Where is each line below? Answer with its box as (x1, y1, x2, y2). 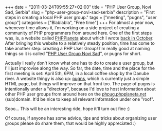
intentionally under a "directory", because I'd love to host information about (5, 86, 156, 92)
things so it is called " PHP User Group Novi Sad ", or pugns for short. (5, 51, 142, 56)
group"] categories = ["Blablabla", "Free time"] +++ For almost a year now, (5, 19, 155, 25)
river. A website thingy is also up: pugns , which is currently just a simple (5, 75, 149, 81)
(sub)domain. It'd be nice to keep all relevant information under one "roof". (5, 96, 155, 102)
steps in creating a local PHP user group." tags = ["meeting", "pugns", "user (5, 15, 157, 20)
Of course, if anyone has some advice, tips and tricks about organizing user (5, 115, 157, 121)
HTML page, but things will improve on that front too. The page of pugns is (5, 81, 155, 87)
